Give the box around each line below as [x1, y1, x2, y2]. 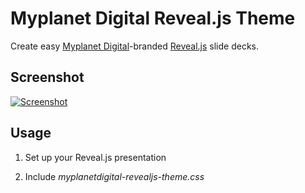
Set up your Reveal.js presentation [24, 151, 167, 163]
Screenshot [10, 69, 85, 86]
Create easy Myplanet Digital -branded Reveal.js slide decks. [10, 40, 260, 52]
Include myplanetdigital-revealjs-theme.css [24, 170, 205, 182]
